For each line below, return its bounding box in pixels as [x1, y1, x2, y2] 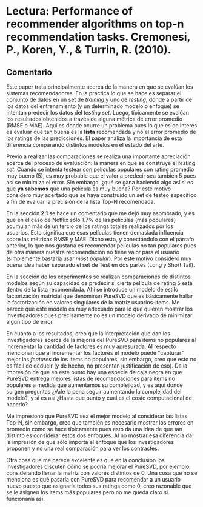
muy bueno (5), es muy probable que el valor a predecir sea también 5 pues [6, 172, 196, 180]
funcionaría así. [6, 495, 45, 502]
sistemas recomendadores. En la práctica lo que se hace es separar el [6, 90, 182, 96]
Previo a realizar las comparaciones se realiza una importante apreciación [6, 153, 191, 160]
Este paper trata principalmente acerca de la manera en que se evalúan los [6, 83, 194, 90]
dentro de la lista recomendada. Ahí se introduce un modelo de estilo [6, 286, 179, 293]
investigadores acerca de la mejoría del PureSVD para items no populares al [6, 337, 196, 343]
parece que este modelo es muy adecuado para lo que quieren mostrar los [6, 305, 193, 312]
